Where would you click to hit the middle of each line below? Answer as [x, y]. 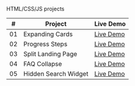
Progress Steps [46, 44]
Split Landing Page [50, 54]
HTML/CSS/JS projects [35, 9]
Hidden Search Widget [56, 74]
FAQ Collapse [43, 64]
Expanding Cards [48, 34]
